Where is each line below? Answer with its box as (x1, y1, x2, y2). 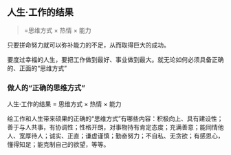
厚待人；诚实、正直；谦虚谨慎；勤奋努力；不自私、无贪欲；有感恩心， (25, 132, 224, 140)
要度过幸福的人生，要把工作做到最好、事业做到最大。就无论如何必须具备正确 (7, 55, 224, 63)
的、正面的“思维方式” (7, 64, 67, 72)
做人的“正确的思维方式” (7, 83, 86, 92)
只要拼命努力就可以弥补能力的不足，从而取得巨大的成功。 (7, 41, 170, 49)
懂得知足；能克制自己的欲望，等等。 (7, 141, 110, 149)
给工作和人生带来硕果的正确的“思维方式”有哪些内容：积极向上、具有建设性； (7, 114, 223, 123)
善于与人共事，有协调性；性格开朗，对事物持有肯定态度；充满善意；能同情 (7, 123, 218, 132)
